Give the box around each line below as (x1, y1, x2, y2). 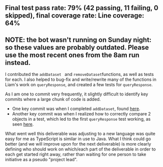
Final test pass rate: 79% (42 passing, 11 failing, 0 (5, 4, 159, 12)
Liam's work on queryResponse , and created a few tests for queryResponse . (5, 82, 153, 88)
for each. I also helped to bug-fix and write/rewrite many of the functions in (5, 76, 157, 82)
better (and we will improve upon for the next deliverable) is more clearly (5, 141, 151, 147)
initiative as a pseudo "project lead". (5, 157, 78, 163)
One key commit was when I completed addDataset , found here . (12, 106, 141, 111)
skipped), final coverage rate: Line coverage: (5, 12, 144, 20)
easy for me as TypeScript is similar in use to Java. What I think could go (5, 136, 151, 142)
